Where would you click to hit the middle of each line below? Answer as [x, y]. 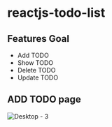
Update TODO [37, 77]
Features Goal [38, 39]
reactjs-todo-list [56, 13]
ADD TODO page [44, 99]
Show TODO [35, 63]
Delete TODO [36, 70]
